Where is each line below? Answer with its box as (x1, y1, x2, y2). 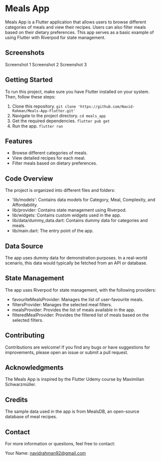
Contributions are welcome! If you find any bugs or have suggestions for (5, 344, 150, 350)
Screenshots (5, 49, 45, 57)
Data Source (5, 242, 43, 250)
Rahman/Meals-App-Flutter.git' (12, 108, 76, 113)
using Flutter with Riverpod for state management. (5, 35, 106, 40)
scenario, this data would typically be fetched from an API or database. (5, 260, 147, 266)
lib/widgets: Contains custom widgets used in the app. (12, 212, 122, 218)
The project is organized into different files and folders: (5, 187, 115, 193)
